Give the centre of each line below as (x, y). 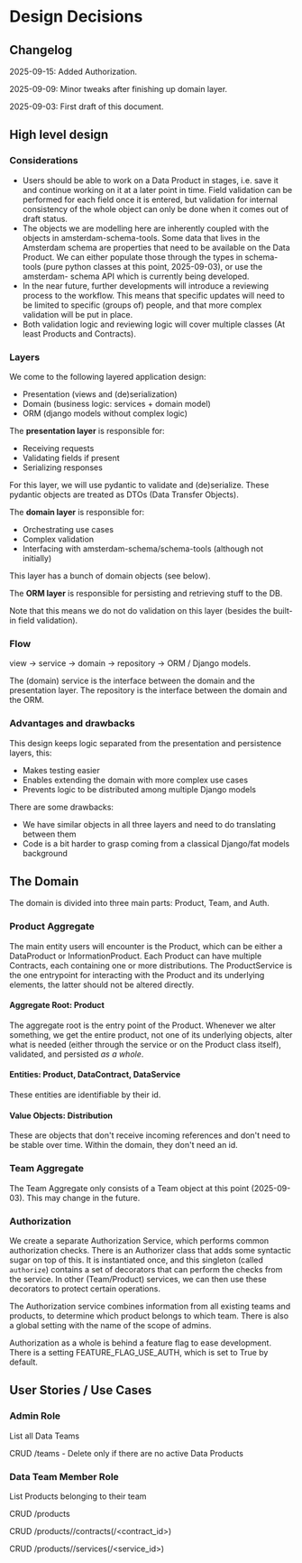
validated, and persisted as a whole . (77, 1054)
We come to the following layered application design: (108, 376)
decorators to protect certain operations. (85, 1289)
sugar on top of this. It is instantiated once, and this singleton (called (137, 1260)
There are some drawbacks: (62, 807)
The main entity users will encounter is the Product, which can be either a (146, 946)
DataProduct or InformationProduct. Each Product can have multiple (136, 956)
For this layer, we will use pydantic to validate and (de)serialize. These (139, 485)
